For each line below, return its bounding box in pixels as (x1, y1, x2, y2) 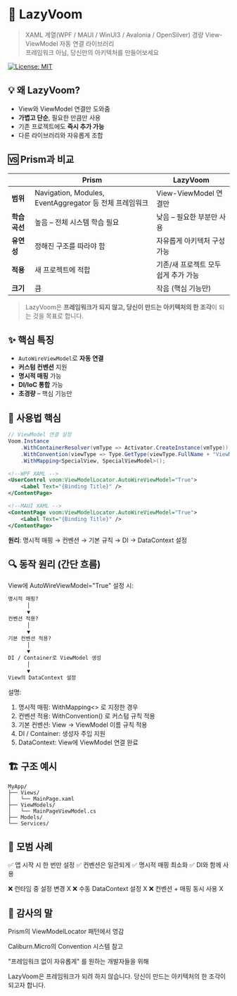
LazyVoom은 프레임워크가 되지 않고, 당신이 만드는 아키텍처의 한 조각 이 (25, 302, 217, 311)
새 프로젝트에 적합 (34, 264, 91, 274)
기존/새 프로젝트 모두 (156, 259, 222, 269)
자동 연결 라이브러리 (59, 39, 115, 48)
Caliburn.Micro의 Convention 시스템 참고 (8, 942, 124, 951)
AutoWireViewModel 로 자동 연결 (18, 354, 104, 362)
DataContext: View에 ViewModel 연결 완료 (18, 738, 139, 746)
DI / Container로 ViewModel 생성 (8, 655, 101, 662)
